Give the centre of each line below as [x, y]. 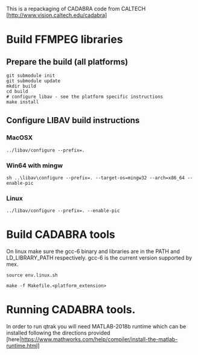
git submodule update [34, 81]
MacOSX [20, 138]
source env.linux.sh [32, 275]
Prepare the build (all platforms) [67, 62]
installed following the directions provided [58, 333]
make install [23, 102]
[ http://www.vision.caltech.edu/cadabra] [57, 15]
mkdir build [21, 86]
